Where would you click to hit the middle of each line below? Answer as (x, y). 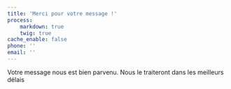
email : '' (22, 53)
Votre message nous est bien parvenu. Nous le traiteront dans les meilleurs (115, 72)
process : (20, 20)
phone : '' (22, 46)
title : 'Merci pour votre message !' (62, 14)
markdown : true (42, 26)
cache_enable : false (37, 40)
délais (16, 79)
